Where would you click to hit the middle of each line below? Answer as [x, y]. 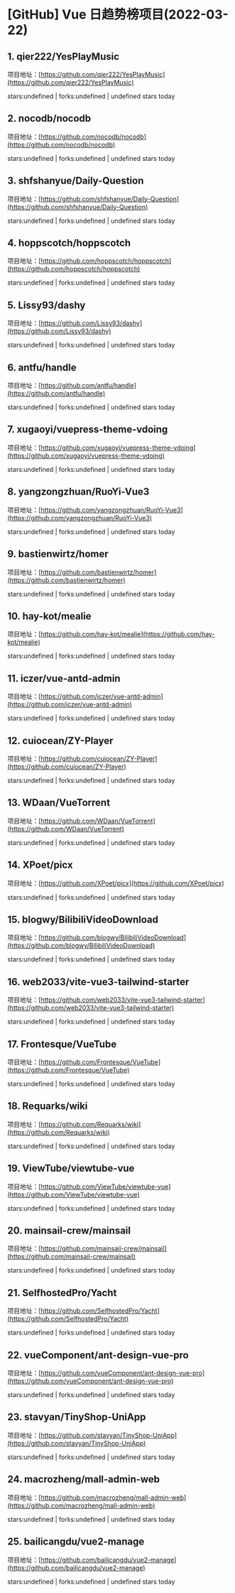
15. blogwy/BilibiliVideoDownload [83, 919]
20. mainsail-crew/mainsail [69, 1231]
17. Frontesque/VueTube [62, 1044]
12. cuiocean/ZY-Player [60, 741]
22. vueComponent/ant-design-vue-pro [98, 1355]
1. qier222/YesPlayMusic [63, 57]
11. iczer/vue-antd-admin [64, 678]
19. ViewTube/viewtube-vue [71, 1168]
